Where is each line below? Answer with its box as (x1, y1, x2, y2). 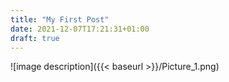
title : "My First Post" (10, 14, 110, 25)
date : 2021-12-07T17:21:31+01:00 (10, 24, 150, 34)
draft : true (10, 33, 60, 43)
